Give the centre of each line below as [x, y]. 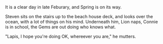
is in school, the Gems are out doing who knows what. [60, 27]
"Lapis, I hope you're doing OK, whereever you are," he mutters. [71, 36]
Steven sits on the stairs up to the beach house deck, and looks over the [79, 16]
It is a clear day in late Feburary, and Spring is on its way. [63, 7]
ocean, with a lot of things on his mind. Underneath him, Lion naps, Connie [81, 22]
